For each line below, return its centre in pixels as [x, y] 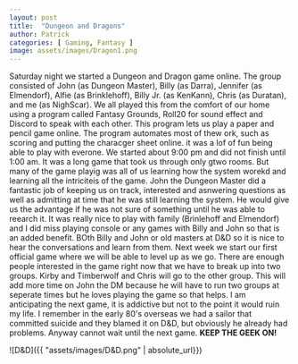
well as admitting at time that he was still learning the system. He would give [149, 200]
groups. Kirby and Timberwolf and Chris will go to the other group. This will [148, 276]
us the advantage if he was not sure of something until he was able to [137, 209]
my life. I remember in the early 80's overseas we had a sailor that [131, 314]
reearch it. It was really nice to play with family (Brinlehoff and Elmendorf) [145, 219]
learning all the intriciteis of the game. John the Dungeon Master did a [137, 181]
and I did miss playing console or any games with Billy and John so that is [145, 228]
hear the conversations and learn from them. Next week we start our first [144, 248]
